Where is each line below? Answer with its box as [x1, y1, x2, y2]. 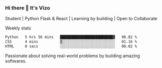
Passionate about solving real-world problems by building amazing [5, 53, 140, 59]
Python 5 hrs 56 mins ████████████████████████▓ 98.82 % [5, 34, 137, 40]
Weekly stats [5, 25, 31, 31]
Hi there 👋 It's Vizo [5, 4, 50, 11]
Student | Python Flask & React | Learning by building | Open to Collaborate [5, 16, 158, 22]
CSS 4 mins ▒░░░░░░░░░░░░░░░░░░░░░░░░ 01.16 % [5, 39, 137, 44]
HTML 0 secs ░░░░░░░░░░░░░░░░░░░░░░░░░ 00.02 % [5, 44, 137, 49]
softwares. [5, 58, 27, 64]
